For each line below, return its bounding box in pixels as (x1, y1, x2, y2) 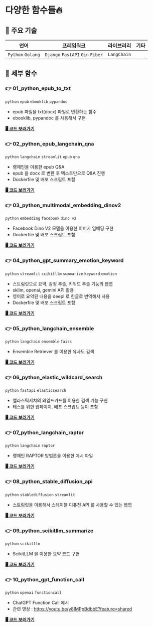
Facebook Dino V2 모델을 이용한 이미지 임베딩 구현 (12, 225, 114, 231)
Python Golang (8, 52, 40, 58)
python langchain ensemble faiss (5, 339, 72, 344)
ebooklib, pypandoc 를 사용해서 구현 (12, 115, 86, 121)
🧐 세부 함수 (5, 69, 38, 78)
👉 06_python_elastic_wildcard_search (5, 374, 103, 381)
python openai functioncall (5, 590, 62, 595)
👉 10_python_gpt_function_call (5, 576, 84, 583)
